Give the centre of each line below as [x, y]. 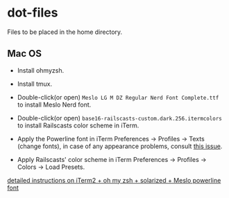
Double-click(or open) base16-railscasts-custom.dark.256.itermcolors [119, 118]
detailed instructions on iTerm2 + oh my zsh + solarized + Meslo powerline [114, 180]
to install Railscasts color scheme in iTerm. [78, 125]
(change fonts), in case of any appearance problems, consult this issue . [120, 146]
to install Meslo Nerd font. [54, 105]
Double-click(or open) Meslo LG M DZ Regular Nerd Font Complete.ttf [118, 97]
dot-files [33, 13]
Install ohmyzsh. [41, 70]
